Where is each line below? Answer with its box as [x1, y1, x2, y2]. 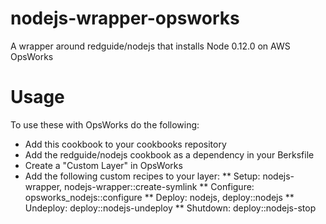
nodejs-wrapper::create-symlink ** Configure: [64, 180, 255, 192]
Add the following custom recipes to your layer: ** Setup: [24, 170, 261, 182]
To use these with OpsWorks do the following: [10, 118, 200, 131]
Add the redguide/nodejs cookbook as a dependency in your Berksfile [24, 148, 315, 161]
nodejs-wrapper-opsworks [10, 7, 240, 30]
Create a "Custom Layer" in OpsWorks [24, 159, 183, 171]
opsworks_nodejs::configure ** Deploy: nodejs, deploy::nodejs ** [24, 191, 295, 203]
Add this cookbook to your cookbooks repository [24, 138, 227, 150]
